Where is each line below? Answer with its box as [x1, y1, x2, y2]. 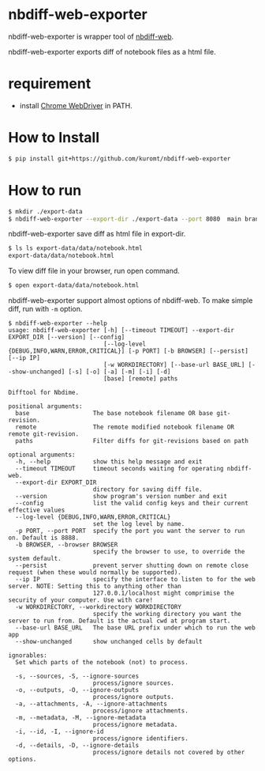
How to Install [8, 129, 100, 147]
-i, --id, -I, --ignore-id [15, 728, 104, 735]
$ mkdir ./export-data [8, 207, 83, 215]
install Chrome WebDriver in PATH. [19, 100, 132, 110]
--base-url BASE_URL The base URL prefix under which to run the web [15, 624, 256, 632]
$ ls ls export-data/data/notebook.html [8, 244, 144, 252]
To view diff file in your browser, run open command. [8, 266, 180, 276]
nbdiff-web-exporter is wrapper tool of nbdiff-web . [8, 32, 174, 41]
